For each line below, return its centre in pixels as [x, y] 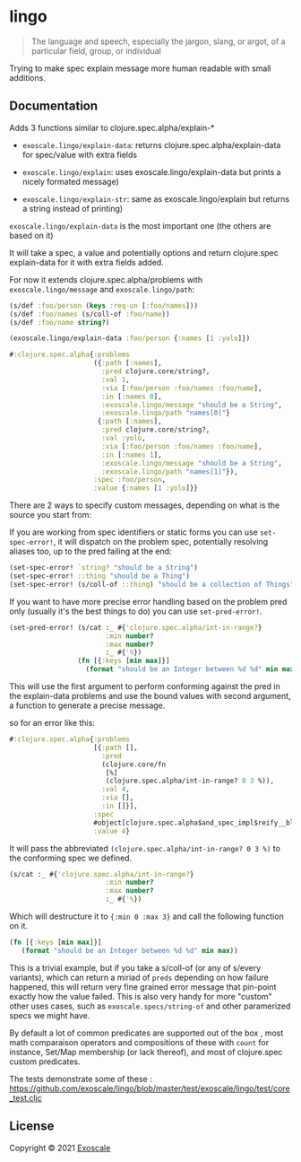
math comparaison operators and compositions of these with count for [139, 1042]
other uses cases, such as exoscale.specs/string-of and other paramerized [150, 1006]
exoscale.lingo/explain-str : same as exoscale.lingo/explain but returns [155, 198]
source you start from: [51, 515]
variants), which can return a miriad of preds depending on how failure [139, 977]
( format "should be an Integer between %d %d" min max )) [130, 950]
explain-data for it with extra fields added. [86, 262]
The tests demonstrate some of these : [81, 1079]
